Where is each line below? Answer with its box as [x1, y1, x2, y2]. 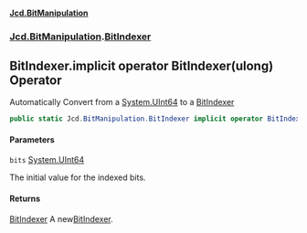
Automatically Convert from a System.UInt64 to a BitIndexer [9, 97, 235, 108]
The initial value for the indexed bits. [9, 172, 146, 183]
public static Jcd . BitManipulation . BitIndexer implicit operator [9, 114, 263, 123]
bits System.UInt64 [9, 154, 85, 165]
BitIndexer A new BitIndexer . [9, 213, 114, 224]
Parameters [9, 133, 55, 145]
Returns [9, 193, 41, 204]
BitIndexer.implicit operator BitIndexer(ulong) [9, 58, 274, 73]
